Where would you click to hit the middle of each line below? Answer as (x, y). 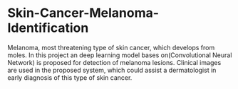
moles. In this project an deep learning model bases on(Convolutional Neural (120, 55)
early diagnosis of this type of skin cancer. (70, 77)
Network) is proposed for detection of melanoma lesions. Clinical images (114, 62)
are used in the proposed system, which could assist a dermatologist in (112, 70)
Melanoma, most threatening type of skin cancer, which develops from (111, 47)
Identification (48, 28)
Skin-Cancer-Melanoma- (83, 13)
